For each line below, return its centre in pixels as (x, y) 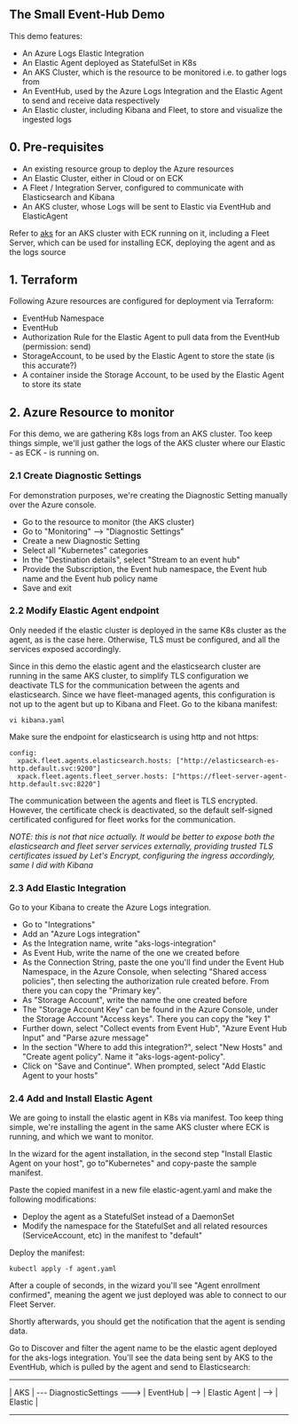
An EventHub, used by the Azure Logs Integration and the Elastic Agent (153, 91)
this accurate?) (49, 366)
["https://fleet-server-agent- (230, 776)
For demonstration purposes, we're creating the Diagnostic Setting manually (149, 495)
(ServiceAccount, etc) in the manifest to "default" (112, 1236)
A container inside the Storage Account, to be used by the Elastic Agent (153, 375)
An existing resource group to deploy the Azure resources (128, 169)
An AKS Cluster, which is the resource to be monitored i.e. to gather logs (154, 72)
